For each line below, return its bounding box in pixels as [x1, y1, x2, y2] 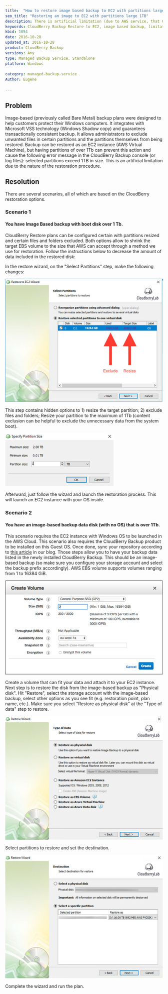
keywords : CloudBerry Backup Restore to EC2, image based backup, [5, 24, 146, 29]
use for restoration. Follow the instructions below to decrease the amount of [5, 248, 161, 254]
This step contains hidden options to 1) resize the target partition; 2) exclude [5, 407, 162, 413]
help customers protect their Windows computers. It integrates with [5, 120, 144, 126]
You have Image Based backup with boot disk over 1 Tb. [5, 221, 123, 227]
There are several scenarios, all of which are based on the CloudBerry [5, 191, 150, 197]
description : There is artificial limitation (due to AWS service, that [5, 19, 160, 24]
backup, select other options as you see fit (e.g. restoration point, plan [5, 695, 150, 701]
